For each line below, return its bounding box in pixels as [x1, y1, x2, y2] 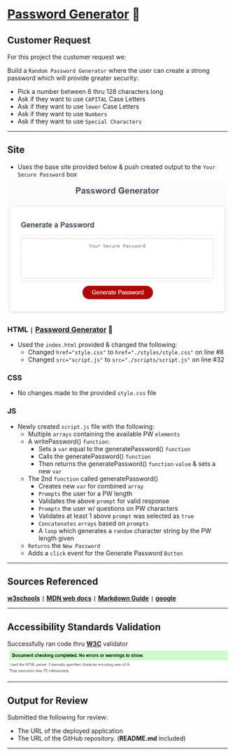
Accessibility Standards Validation [7, 621, 161, 633]
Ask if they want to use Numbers [17, 110, 108, 118]
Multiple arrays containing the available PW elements [27, 429, 180, 438]
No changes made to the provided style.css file [17, 389, 157, 397]
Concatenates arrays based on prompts [38, 518, 149, 528]
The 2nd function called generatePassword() [27, 474, 159, 483]
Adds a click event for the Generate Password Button [27, 549, 183, 557]
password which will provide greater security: [7, 74, 139, 82]
